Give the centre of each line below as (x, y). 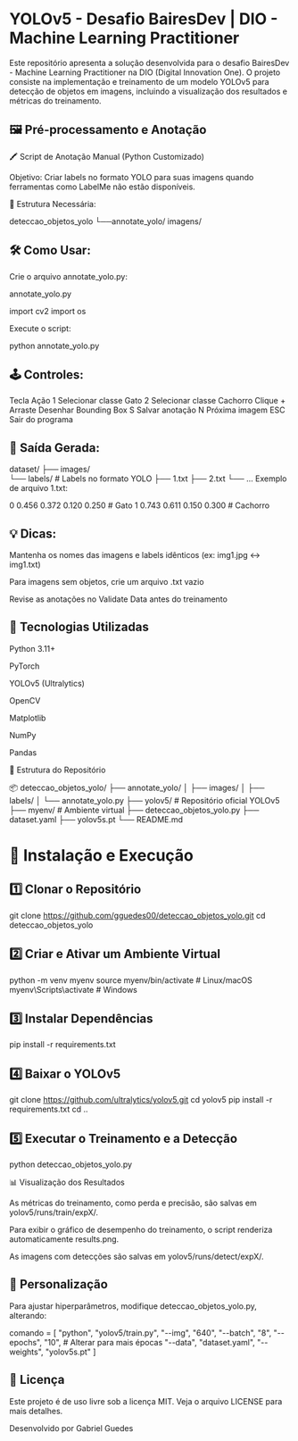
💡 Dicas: (33, 533)
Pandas (23, 752)
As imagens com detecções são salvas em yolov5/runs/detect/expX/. (137, 1257)
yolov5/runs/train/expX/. (54, 1212)
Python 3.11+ (33, 648)
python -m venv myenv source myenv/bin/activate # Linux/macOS (131, 980)
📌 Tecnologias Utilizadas (79, 627)
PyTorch (25, 666)
